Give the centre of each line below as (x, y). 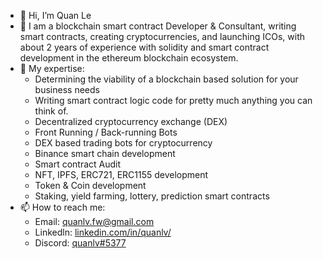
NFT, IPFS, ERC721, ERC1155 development (121, 174)
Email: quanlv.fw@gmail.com (94, 221)
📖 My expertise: (52, 68)
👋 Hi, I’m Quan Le (55, 15)
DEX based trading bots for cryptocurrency (123, 143)
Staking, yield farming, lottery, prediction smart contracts (152, 196)
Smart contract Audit (78, 164)
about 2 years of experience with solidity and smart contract (144, 47)
